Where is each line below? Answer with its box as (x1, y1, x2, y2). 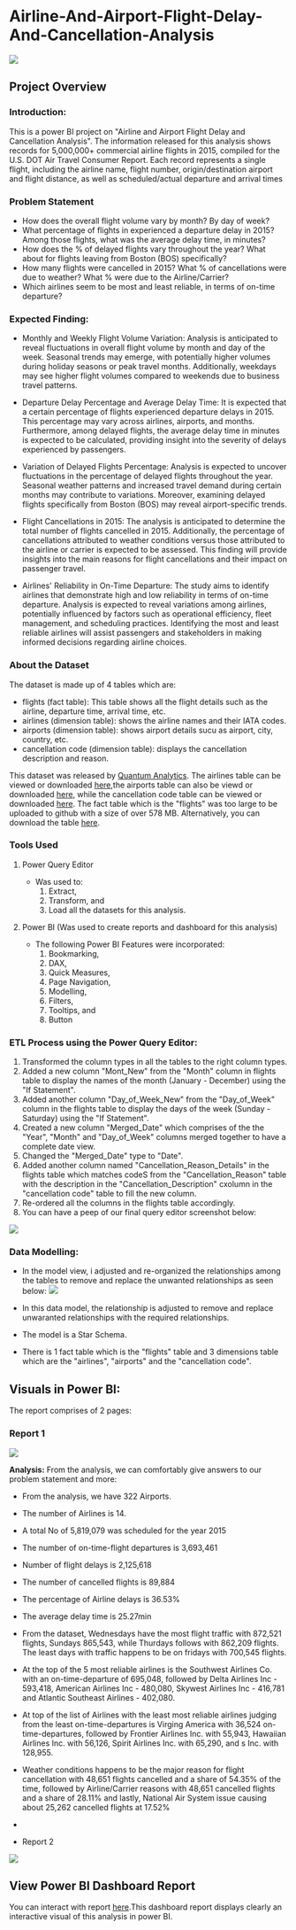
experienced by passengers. (21, 445, 126, 455)
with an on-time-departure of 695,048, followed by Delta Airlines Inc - (21, 1673, 277, 1684)
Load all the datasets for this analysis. (48, 904, 186, 915)
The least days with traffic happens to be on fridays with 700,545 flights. (21, 1647, 287, 1657)
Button (48, 1014, 73, 1025)
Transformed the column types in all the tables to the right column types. (21, 1057, 288, 1067)
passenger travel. (21, 563, 87, 574)
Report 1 (9, 1428, 46, 1440)
